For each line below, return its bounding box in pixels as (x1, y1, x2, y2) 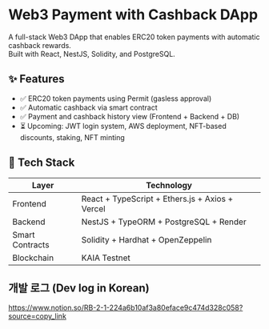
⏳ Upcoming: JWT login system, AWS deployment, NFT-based (19, 121, 227, 130)
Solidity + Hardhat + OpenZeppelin (81, 234, 212, 245)
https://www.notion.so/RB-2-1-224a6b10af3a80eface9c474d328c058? (8, 303, 243, 313)
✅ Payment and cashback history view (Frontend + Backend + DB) (19, 111, 240, 121)
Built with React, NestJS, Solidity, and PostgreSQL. (8, 49, 176, 58)
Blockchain (12, 252, 54, 263)
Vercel (81, 203, 106, 214)
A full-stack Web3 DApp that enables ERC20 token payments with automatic (8, 32, 260, 42)
